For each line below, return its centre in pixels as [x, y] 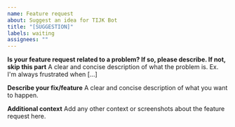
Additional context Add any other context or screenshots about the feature [116, 109]
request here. [27, 117]
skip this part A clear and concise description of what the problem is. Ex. [113, 67]
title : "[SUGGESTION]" [40, 27]
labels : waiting [31, 33]
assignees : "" [28, 40]
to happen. [23, 96]
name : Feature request [40, 14]
